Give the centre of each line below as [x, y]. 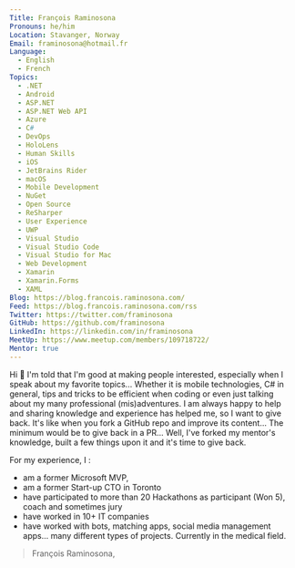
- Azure [32, 119]
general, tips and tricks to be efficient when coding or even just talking [142, 394]
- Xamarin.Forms [48, 281]
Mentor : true [34, 348]
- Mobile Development [59, 188]
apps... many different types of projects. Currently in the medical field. [154, 535]
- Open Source [44, 205]
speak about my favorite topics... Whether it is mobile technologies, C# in [147, 384]
